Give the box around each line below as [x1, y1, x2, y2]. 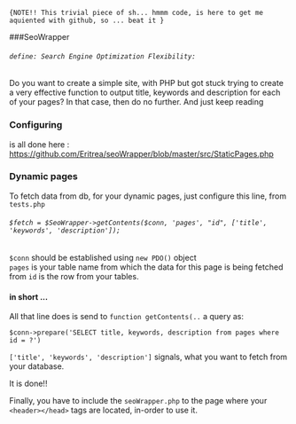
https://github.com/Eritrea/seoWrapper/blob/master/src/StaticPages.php [9, 148, 275, 159]
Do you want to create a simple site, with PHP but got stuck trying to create [9, 78, 284, 89]
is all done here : [9, 138, 70, 150]
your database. [9, 361, 65, 372]
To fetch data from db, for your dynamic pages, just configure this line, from [9, 191, 286, 201]
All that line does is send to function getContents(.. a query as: [9, 311, 245, 322]
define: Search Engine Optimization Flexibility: [9, 51, 197, 61]
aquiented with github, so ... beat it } [9, 16, 165, 25]
